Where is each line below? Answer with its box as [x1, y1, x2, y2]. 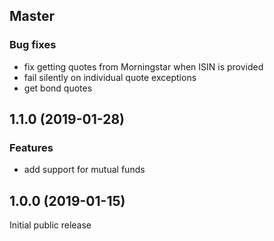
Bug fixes [9, 38, 57, 52]
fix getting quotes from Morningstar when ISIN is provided [23, 60, 264, 73]
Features [9, 141, 54, 154]
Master [9, 8, 56, 25]
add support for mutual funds [23, 164, 146, 176]
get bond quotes [23, 82, 93, 94]
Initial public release [9, 219, 92, 231]
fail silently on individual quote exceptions [23, 71, 197, 83]
